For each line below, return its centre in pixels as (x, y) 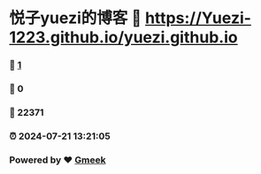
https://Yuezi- (198, 18)
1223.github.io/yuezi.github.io (123, 38)
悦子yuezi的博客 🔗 (76, 18)
